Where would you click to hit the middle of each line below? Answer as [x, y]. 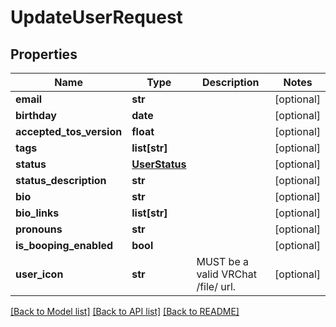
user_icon [39, 274]
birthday [36, 115]
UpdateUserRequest [96, 17]
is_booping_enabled [64, 245]
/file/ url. [216, 286]
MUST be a [222, 261]
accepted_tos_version [69, 131]
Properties [44, 54]
